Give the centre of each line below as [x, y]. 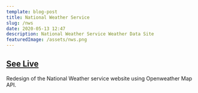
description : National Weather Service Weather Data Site [80, 34]
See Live [22, 64]
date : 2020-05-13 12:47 [36, 28]
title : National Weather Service [48, 17]
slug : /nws [20, 23]
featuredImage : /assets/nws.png [46, 40]
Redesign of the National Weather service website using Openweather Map [99, 78]
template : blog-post [32, 12]
